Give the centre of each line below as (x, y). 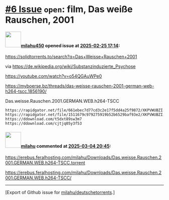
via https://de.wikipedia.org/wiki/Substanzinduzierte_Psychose (70, 66)
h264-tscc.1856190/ (26, 91)
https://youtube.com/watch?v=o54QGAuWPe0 (54, 76)
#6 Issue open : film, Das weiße (69, 9)
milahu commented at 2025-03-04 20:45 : (66, 146)
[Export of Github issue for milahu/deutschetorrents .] (60, 192)
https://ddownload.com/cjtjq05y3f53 (44, 124)
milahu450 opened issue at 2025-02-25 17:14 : (70, 45)
